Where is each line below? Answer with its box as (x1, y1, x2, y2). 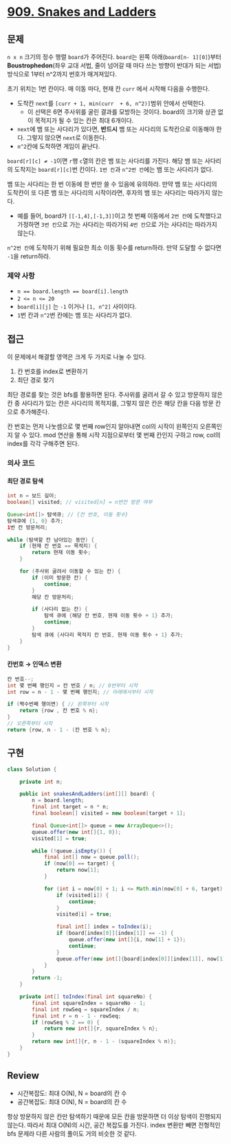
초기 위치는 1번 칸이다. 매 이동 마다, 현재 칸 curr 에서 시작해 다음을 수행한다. (7, 85, 210, 93)
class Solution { (7, 766, 57, 773)
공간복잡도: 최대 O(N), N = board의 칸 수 (16, 1097, 127, 1105)
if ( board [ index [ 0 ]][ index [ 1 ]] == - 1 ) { (56, 929, 174, 937)
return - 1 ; (32, 974, 63, 982)
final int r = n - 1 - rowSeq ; (32, 1012, 122, 1020)
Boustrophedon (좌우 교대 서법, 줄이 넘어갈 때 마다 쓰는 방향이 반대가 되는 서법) (7, 61, 221, 69)
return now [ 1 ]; (56, 867, 100, 874)
